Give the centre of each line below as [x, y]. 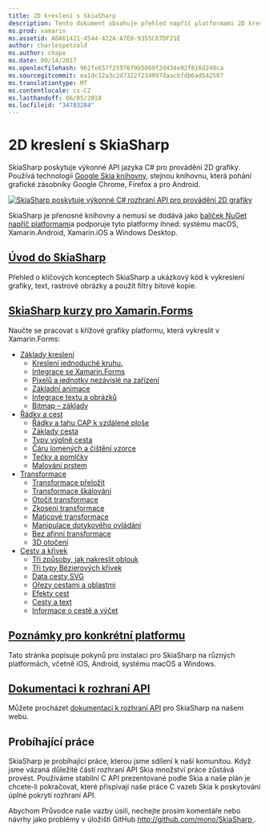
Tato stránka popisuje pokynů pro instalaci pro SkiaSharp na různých [122, 655]
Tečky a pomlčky [60, 457]
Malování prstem [59, 465]
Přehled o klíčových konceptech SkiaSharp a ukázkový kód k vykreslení [126, 277]
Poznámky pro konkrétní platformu [97, 636]
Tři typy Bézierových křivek [77, 568]
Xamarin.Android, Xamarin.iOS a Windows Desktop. [93, 233]
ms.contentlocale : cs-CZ [50, 90]
